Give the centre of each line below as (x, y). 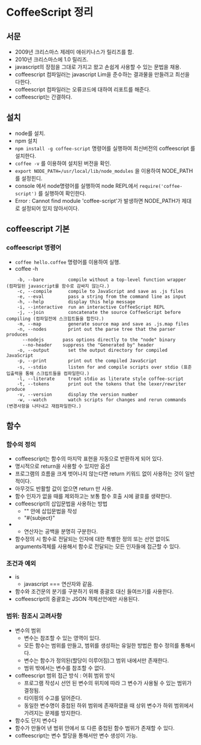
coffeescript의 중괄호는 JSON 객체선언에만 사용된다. (77, 599)
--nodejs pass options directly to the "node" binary (99, 340)
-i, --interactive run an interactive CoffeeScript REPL (91, 307)
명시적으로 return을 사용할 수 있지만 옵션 (62, 466)
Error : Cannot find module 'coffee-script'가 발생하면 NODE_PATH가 (97, 201)
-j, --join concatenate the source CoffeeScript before (99, 312)
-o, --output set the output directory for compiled (92, 350)
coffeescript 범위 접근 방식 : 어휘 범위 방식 (65, 675)
